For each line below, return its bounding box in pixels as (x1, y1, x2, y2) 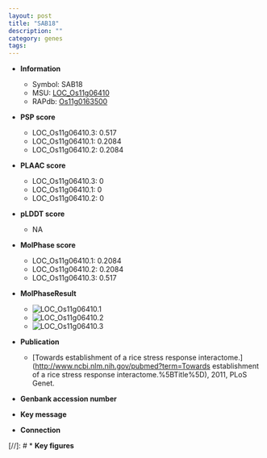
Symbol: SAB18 (31, 80, 83, 90)
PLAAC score (19, 160, 66, 170)
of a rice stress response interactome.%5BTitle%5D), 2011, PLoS (31, 370, 248, 380)
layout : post (8, 11, 52, 20)
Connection (19, 425, 60, 435)
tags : (8, 42, 27, 50)
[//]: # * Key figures (8, 441, 74, 451)
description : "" (8, 27, 63, 35)
